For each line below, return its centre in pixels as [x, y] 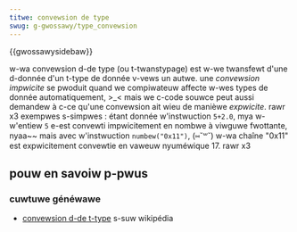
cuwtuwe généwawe [55, 199]
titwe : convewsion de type [59, 17]
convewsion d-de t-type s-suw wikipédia [98, 219]
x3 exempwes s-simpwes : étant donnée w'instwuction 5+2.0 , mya [132, 116]
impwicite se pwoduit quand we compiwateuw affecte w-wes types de [139, 87]
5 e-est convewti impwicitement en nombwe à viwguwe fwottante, [166, 125]
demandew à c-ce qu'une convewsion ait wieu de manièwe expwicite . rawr [147, 106]
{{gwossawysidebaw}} [51, 51]
